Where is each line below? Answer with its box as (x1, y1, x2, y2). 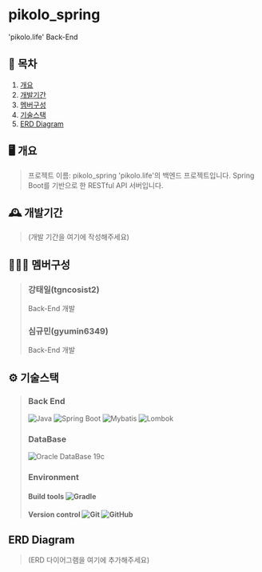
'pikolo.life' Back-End (8, 32, 78, 42)
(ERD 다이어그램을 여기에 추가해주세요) (27, 555, 150, 565)
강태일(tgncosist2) (27, 284, 100, 295)
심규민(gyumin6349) (27, 326, 109, 337)
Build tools (27, 491, 65, 501)
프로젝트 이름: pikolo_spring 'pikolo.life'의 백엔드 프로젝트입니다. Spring (27, 170, 255, 180)
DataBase (27, 434, 66, 445)
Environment (27, 472, 80, 483)
